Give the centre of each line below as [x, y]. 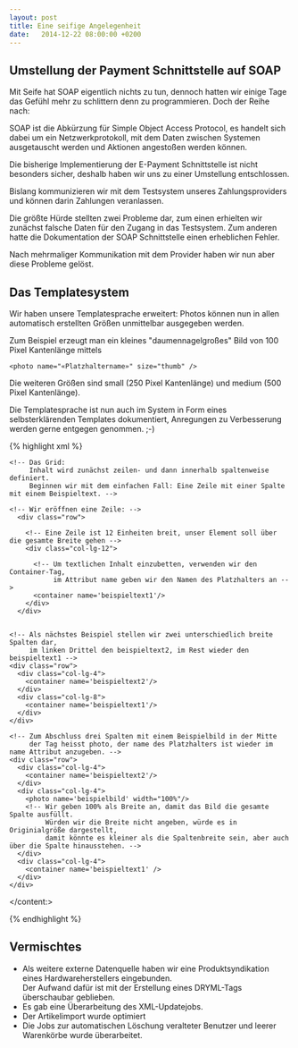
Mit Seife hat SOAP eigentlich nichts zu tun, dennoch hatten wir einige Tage [148, 92]
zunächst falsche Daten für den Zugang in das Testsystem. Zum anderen [143, 228]
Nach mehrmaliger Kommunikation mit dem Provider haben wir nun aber [142, 255]
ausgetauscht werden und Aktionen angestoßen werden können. [128, 148]
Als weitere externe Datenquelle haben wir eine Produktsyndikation [145, 968]
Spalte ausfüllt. [41, 815]
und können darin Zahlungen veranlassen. [87, 201]
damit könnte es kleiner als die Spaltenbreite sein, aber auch [167, 838]
